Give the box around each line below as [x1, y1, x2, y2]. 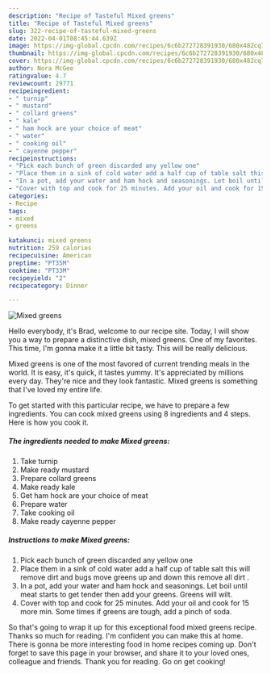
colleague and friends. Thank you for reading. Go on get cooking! [8, 657, 226, 667]
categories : [8, 191, 48, 200]
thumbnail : [8, 49, 45, 57]
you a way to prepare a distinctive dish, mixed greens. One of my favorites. [8, 335, 257, 345]
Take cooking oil [19, 508, 75, 517]
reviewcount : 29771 [8, 79, 74, 87]
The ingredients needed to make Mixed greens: [8, 436, 170, 446]
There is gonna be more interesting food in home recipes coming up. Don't [8, 639, 256, 650]
